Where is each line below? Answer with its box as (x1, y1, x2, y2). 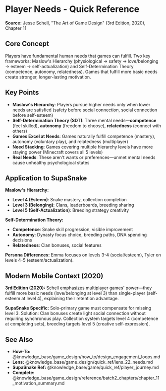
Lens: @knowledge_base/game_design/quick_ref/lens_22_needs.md (12, 359, 153, 365)
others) (12, 128, 27, 134)
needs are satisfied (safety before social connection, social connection (12, 107, 158, 113)
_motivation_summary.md (12, 380, 65, 386)
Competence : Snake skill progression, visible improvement (12, 227, 133, 233)
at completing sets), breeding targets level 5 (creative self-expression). (5, 321, 150, 327)
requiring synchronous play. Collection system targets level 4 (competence (5, 315, 159, 321)
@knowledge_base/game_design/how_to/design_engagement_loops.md (12, 354, 161, 360)
